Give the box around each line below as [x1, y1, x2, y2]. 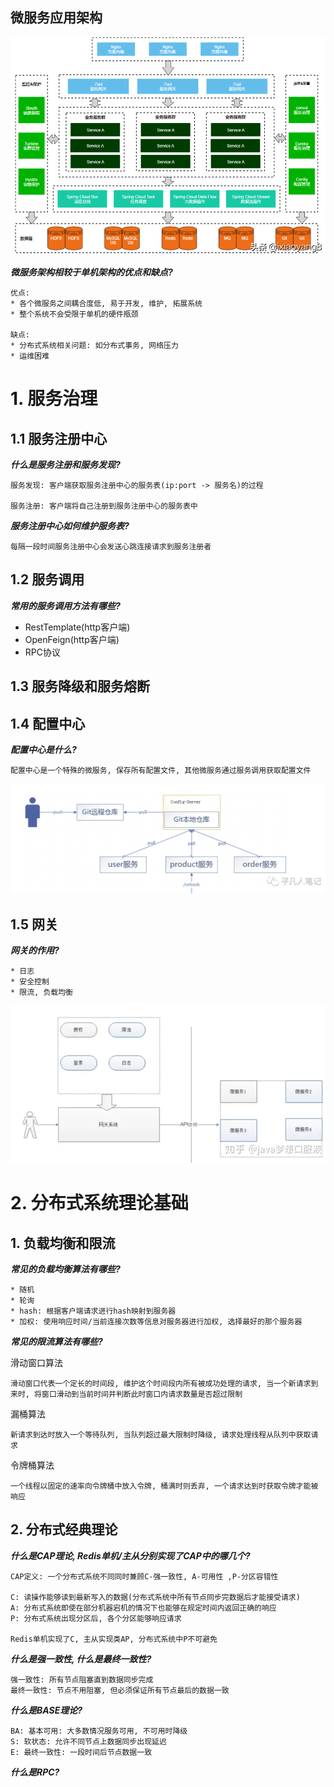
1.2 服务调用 [10, 571, 85, 588]
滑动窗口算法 [10, 1357, 63, 1369]
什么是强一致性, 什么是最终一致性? [10, 1653, 152, 1665]
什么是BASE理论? [10, 1704, 83, 1716]
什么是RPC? [10, 1766, 60, 1778]
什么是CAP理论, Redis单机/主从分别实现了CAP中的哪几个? [10, 1549, 251, 1562]
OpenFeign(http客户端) [24, 633, 120, 645]
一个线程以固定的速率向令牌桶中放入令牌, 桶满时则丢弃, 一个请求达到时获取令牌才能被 [10, 1481, 319, 1492]
